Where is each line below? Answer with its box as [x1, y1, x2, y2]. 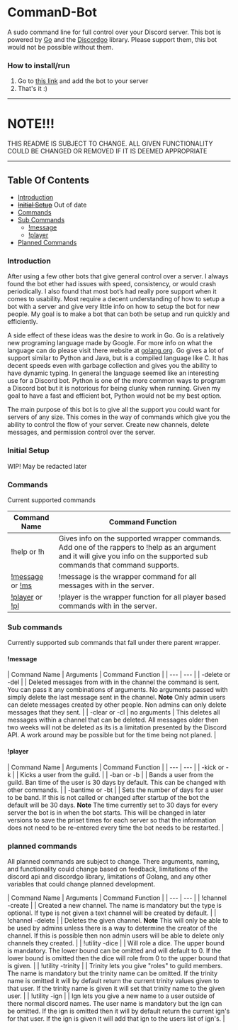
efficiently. [7, 318, 38, 326]
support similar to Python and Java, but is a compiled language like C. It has [7, 354, 229, 362]
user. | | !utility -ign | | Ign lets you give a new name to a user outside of [7, 992, 215, 1000]
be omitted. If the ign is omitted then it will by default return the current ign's [7, 1007, 230, 1015]
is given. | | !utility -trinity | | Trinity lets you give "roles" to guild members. [7, 961, 223, 970]
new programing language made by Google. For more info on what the [7, 339, 212, 347]
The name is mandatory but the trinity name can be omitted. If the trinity [7, 969, 218, 977]
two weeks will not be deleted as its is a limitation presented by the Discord [7, 723, 227, 732]
